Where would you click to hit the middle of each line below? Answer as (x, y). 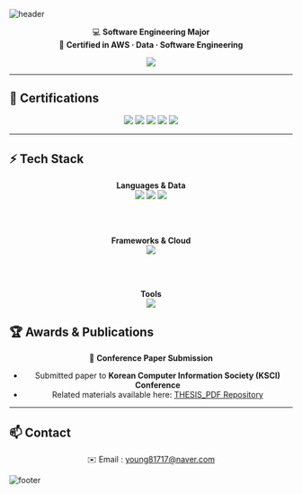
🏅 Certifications (54, 99)
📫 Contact (40, 432)
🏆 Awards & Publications (82, 332)
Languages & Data (151, 185)
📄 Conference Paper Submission (151, 358)
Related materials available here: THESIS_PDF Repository (158, 395)
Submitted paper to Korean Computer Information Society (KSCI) (157, 376)
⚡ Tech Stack (47, 159)
